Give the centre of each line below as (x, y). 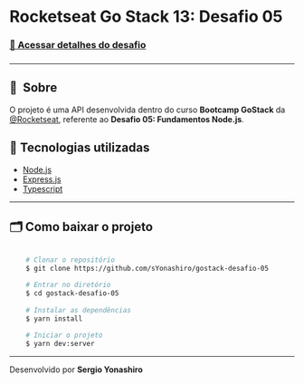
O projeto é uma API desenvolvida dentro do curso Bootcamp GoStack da (147, 110)
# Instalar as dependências (78, 310)
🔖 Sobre (33, 88)
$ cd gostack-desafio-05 (72, 293)
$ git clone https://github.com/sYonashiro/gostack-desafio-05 (147, 269)
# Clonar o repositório (71, 260)
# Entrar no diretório (68, 285)
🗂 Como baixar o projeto (81, 227)
